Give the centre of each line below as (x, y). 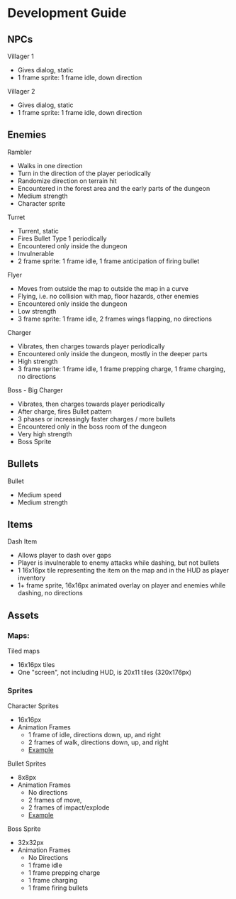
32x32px (30, 843)
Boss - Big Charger (35, 390)
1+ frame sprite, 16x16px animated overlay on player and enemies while (122, 585)
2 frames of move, (55, 800)
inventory (32, 578)
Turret (16, 217)
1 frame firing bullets (58, 888)
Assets (23, 615)
